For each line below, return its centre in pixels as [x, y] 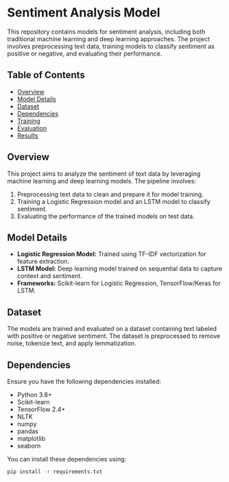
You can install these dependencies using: [67, 459]
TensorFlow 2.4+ [41, 409]
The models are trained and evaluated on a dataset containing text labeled [112, 329]
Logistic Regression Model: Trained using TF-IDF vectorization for [111, 254]
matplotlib [31, 438]
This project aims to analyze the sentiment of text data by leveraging [104, 174]
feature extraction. [43, 262]
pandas [28, 431]
